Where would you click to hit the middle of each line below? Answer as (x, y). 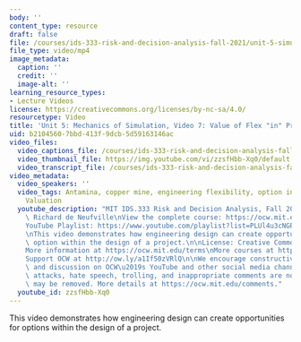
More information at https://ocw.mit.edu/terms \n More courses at (150, 251)
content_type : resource (54, 26)
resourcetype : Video (48, 117)
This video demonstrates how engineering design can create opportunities (147, 318)
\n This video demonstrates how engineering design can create (144, 234)
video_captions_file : (58, 150)
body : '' (26, 17)
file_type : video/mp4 (50, 51)
